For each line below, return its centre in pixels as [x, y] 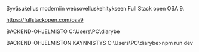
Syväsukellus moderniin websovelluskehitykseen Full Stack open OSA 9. [95, 9]
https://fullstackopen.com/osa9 [45, 20]
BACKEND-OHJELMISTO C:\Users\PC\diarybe [63, 31]
